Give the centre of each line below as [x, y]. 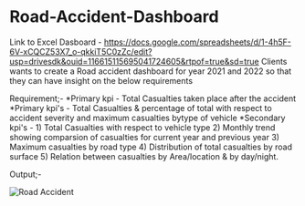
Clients [274, 61]
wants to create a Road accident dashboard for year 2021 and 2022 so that [151, 71]
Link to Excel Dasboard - [56, 42]
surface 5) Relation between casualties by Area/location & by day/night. [144, 156]
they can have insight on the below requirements [101, 80]
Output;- [26, 174]
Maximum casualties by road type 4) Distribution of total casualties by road [151, 147]
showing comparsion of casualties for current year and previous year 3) [145, 137]
